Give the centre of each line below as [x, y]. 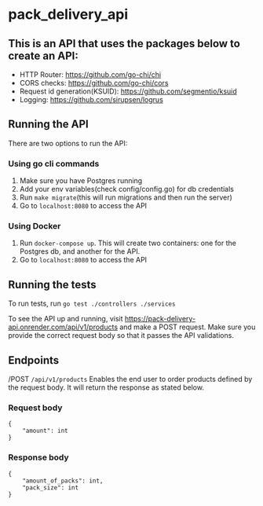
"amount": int [45, 431]
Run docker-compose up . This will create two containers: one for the [128, 243]
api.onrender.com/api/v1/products [63, 327]
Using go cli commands [54, 163]
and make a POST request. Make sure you [187, 327]
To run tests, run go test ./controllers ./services [92, 303]
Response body [38, 457]
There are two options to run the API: [68, 143]
